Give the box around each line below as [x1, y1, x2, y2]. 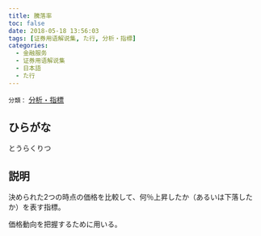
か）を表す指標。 [8, 202, 65, 212]
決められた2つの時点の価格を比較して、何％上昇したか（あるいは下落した [8, 193, 253, 202]
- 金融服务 [15, 49, 48, 57]
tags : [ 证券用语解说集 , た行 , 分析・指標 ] [8, 34, 137, 43]
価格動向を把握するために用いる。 [8, 219, 122, 230]
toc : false [8, 19, 45, 27]
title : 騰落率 [8, 11, 53, 20]
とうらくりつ [8, 143, 52, 153]
